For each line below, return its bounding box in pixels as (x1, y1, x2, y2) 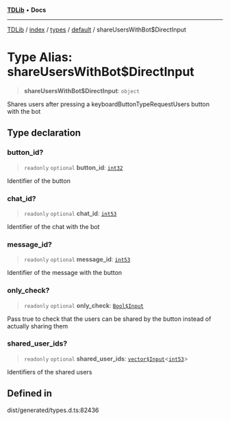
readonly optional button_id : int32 (23, 163, 123, 171)
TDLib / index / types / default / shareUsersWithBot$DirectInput (7, 25, 187, 34)
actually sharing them (7, 322, 68, 330)
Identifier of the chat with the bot (7, 222, 100, 230)
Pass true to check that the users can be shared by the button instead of (7, 315, 212, 323)
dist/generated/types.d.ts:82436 (7, 406, 99, 414)
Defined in (7, 387, 53, 400)
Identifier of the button (7, 176, 71, 184)
